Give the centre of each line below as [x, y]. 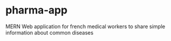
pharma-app [36, 10]
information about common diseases [50, 32]
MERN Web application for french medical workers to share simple [85, 26]
